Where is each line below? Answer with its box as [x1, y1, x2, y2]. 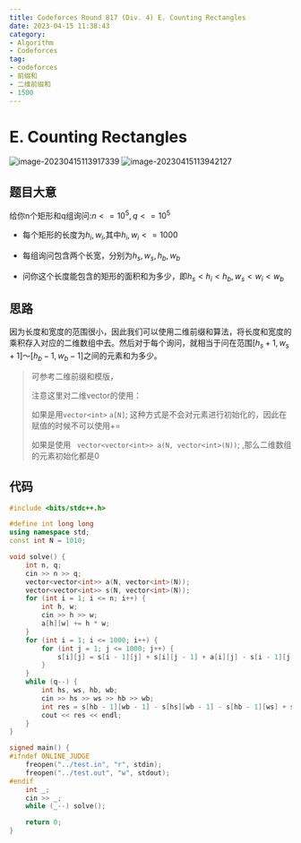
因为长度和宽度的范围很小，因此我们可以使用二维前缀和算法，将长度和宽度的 [9, 326, 292, 337]
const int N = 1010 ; [9, 537, 87, 546]
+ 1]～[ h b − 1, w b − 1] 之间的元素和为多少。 [9, 350, 163, 363]
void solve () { [9, 553, 66, 562]
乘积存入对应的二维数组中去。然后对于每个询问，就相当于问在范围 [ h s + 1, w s [9, 338, 289, 350]
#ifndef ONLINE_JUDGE [9, 752, 90, 761]
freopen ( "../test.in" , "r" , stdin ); [25, 761, 163, 770]
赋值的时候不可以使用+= [30, 420, 121, 431]
